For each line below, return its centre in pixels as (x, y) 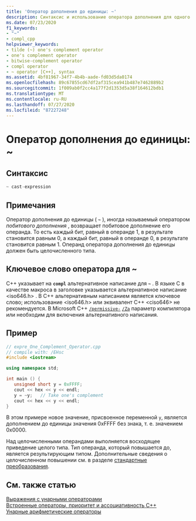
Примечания (31, 205)
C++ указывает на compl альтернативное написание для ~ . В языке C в (95, 283)
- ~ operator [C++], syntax (40, 72)
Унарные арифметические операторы (54, 512)
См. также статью (41, 485)
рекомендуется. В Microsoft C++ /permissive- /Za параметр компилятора (98, 308)
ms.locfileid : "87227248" (38, 110)
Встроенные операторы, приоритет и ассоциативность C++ (81, 505)
